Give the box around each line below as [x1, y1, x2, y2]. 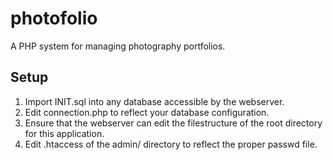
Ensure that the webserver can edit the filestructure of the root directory [24, 117, 323, 129]
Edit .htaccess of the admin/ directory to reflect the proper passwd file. [24, 138, 318, 150]
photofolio [10, 7, 98, 30]
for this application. [24, 127, 105, 139]
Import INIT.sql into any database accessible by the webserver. [24, 95, 285, 107]
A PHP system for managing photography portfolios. [10, 40, 226, 52]
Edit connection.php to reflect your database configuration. [24, 106, 270, 118]
